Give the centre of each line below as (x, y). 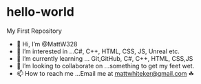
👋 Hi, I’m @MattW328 (47, 44)
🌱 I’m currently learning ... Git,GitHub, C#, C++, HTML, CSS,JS (105, 58)
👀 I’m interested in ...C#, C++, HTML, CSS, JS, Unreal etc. (98, 51)
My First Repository (34, 31)
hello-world (41, 12)
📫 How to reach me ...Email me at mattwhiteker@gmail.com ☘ (105, 73)
